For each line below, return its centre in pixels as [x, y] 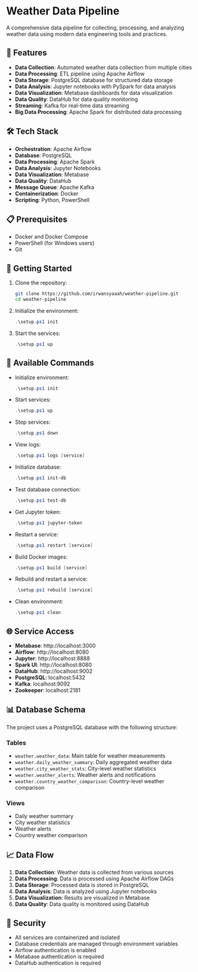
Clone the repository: [41, 283]
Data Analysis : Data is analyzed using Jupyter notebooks [86, 892]
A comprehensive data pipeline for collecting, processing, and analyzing [95, 28]
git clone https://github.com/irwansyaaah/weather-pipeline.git [97, 294]
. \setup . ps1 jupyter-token [48, 523]
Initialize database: [38, 467]
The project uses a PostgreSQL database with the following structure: [92, 727]
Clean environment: [39, 602]
